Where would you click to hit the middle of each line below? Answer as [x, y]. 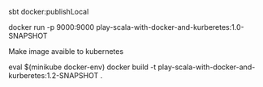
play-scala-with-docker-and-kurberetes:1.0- [170, 27]
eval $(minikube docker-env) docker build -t [82, 67]
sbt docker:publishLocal [49, 12]
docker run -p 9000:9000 [52, 27]
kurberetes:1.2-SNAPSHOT [54, 75]
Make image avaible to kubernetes [66, 51]
